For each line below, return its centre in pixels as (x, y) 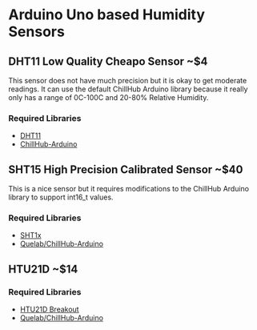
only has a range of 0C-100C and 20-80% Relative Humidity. (108, 97)
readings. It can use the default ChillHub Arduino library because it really (128, 89)
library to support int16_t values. (61, 197)
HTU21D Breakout (49, 309)
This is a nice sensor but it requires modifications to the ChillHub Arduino (129, 189)
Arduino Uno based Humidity (107, 15)
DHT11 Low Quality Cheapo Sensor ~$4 (108, 61)
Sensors (37, 32)
